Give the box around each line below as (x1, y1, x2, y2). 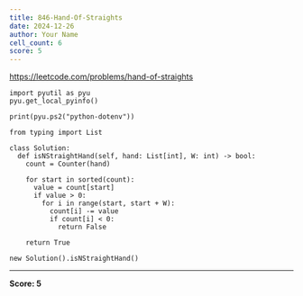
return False (57, 222, 106, 232)
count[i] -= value (49, 207, 119, 216)
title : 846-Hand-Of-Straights (9, 13, 124, 22)
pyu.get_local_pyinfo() (9, 96, 99, 106)
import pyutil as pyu (9, 89, 91, 98)
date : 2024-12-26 (9, 22, 75, 31)
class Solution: (9, 144, 70, 153)
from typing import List (9, 128, 103, 138)
